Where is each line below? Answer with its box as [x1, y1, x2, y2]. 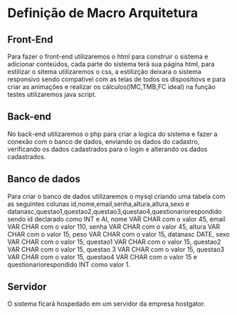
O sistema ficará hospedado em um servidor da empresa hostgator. [7, 299, 206, 308]
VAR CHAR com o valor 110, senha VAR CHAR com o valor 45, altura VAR [7, 222, 221, 231]
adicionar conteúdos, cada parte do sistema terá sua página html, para [7, 60, 215, 68]
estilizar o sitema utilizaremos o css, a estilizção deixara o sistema [7, 68, 201, 76]
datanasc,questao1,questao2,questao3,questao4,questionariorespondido [7, 207, 222, 215]
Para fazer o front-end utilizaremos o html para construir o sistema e [7, 52, 209, 61]
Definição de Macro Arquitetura [7, 5, 198, 21]
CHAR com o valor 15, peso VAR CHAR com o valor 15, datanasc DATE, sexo [7, 229, 230, 238]
